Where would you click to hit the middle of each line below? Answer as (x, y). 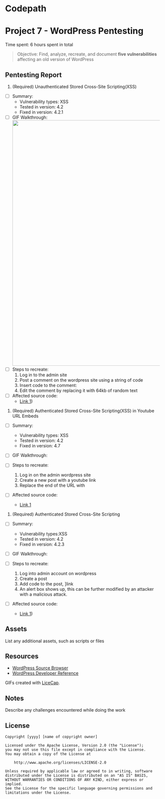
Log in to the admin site (43, 375)
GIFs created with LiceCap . (32, 683)
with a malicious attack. (43, 594)
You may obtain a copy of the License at (48, 754)
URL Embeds (25, 416)
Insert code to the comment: (48, 386)
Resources (22, 656)
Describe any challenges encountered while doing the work (65, 710)
